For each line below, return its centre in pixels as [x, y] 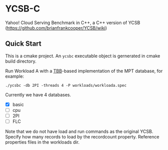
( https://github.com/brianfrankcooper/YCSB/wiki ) [56, 28]
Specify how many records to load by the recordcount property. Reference [82, 137]
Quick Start [23, 44]
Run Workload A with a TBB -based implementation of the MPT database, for [84, 71]
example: [15, 76]
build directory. [21, 61]
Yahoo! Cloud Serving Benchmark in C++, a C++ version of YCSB [73, 23]
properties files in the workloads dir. [42, 142]
